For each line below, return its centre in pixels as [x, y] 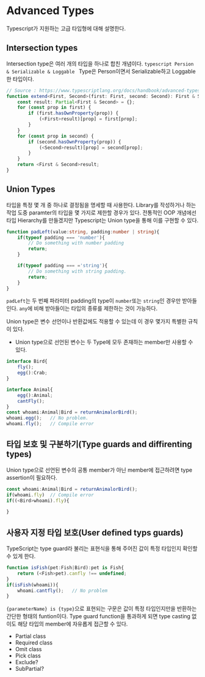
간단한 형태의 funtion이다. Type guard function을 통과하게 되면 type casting [99, 616]
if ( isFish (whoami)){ [33, 585]
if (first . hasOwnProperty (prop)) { [74, 113]
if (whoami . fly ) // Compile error [50, 495]
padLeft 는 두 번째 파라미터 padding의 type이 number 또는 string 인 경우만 [94, 301]
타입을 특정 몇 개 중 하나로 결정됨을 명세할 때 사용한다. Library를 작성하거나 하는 [101, 205]
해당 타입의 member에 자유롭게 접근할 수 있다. [73, 624]
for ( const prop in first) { [54, 108]
